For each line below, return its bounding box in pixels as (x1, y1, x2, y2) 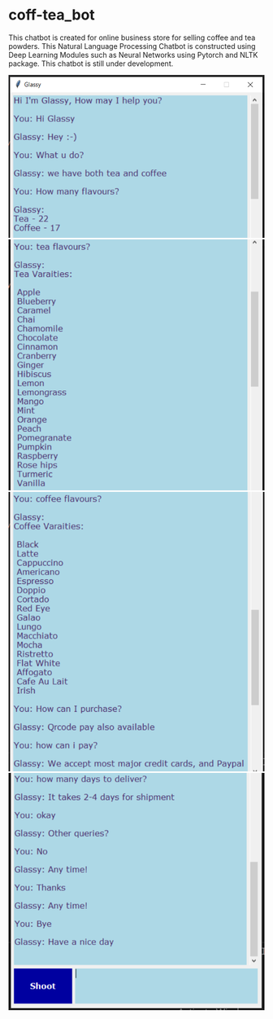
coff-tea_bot (8, 6, 95, 24)
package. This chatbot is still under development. (8, 59, 174, 68)
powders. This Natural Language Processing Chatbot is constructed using (8, 41, 256, 51)
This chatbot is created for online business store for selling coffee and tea (8, 33, 256, 42)
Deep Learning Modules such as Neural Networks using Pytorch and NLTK (8, 50, 258, 59)
